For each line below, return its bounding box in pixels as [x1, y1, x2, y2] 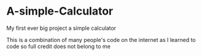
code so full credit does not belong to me [6, 43, 111, 50]
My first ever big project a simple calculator [6, 24, 117, 32]
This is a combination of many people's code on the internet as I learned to [6, 36, 196, 43]
